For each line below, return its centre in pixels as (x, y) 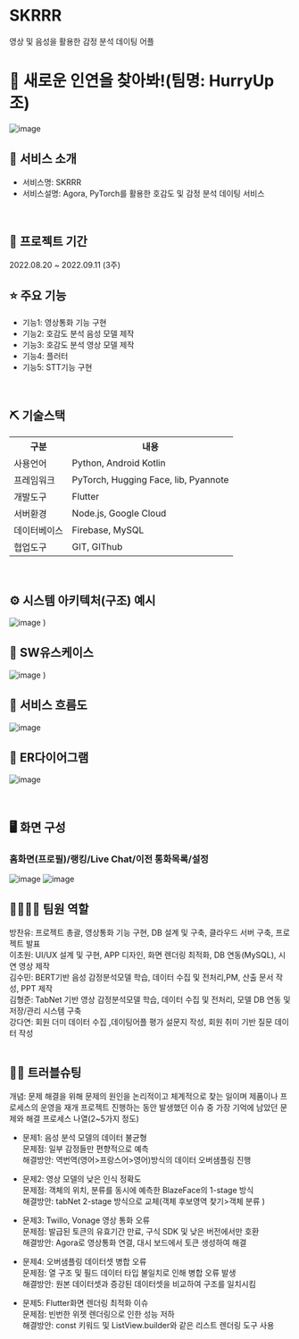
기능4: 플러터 (45, 356)
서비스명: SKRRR (52, 182)
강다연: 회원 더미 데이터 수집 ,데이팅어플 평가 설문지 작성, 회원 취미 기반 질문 (141, 1022)
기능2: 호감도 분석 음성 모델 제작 (78, 334)
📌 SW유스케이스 (51, 653)
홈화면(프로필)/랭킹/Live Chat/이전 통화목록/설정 (109, 859)
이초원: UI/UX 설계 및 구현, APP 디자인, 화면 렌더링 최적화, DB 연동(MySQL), (143, 955)
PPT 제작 (37, 988)
